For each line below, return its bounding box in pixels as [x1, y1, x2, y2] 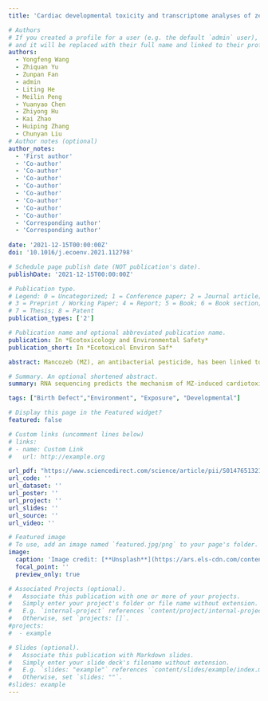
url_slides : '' [8, 504, 59, 512]
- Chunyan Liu [15, 130, 62, 138]
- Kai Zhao [15, 115, 52, 124]
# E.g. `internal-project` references [8, 607, 145, 615]
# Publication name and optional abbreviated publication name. [8, 329, 227, 337]
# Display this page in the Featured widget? [8, 408, 162, 417]
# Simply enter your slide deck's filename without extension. [8, 659, 230, 667]
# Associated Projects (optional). [8, 585, 127, 593]
